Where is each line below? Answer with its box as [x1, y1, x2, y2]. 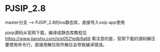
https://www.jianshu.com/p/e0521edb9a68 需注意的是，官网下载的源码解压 [5, 36, 156, 41]
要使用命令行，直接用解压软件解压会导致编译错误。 [5, 41, 107, 47]
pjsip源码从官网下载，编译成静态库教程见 [5, 29, 87, 35]
